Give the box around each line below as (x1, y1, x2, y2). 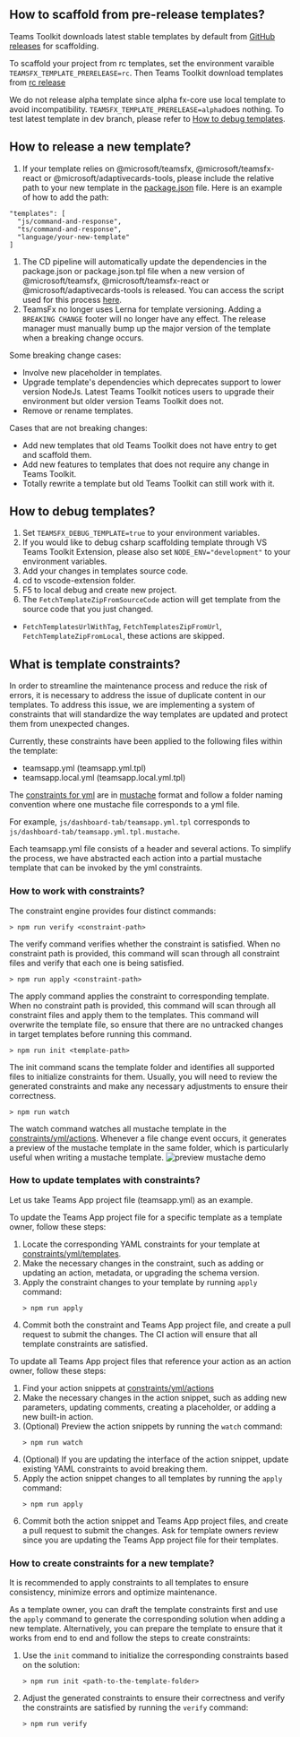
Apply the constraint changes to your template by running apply (21, 1276, 258, 1287)
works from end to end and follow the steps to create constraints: (9, 1633, 251, 1644)
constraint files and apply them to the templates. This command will (9, 1009, 260, 1020)
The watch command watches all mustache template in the (9, 1123, 227, 1134)
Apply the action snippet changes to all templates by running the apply (21, 1473, 283, 1483)
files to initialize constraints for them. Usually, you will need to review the (9, 1071, 278, 1082)
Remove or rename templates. (21, 405, 133, 416)
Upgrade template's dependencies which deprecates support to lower (21, 376, 282, 387)
